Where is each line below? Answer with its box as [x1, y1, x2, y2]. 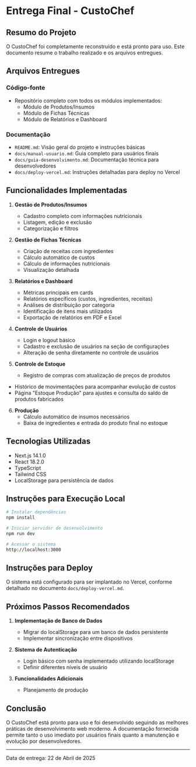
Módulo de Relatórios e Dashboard [23, 115, 107, 122]
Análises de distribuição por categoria [23, 301, 115, 308]
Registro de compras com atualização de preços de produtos [23, 371, 171, 379]
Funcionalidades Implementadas [6, 186, 127, 196]
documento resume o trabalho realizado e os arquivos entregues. [6, 49, 163, 56]
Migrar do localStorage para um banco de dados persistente [23, 629, 169, 636]
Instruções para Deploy [6, 563, 93, 573]
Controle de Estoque [14, 360, 66, 367]
